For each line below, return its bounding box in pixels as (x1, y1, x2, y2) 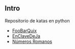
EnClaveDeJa (12, 33, 41, 39)
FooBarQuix (12, 28, 37, 34)
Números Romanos (12, 38, 53, 44)
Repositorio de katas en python (5, 17, 70, 23)
